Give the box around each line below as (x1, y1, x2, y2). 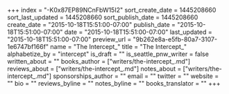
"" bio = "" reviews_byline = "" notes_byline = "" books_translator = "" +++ (7, 79, 221, 87)
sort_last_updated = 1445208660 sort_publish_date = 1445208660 (7, 13, 198, 21)
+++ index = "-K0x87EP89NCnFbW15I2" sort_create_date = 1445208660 (7, 6, 217, 14)
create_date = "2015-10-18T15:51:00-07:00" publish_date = (7, 21, 176, 28)
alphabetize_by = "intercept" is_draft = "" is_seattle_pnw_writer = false (7, 50, 210, 58)
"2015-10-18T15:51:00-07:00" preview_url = (7, 35, 132, 44)
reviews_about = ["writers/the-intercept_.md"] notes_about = (7, 65, 182, 73)
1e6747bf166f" (7, 43, 49, 50)
